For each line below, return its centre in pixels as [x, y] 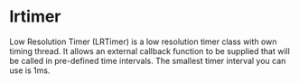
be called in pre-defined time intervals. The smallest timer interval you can [148, 60]
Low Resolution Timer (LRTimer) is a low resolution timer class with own [143, 41]
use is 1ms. [30, 70]
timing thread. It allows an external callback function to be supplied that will [150, 51]
